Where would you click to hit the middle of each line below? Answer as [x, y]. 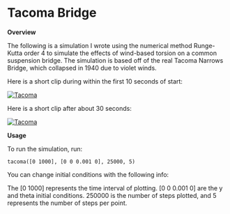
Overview [22, 32]
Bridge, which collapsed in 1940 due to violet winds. [82, 68]
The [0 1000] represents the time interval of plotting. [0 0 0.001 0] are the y [115, 188]
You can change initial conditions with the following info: [88, 174]
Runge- [205, 45]
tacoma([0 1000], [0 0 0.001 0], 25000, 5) [71, 162]
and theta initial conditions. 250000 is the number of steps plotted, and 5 [112, 195]
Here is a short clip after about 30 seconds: [70, 108]
